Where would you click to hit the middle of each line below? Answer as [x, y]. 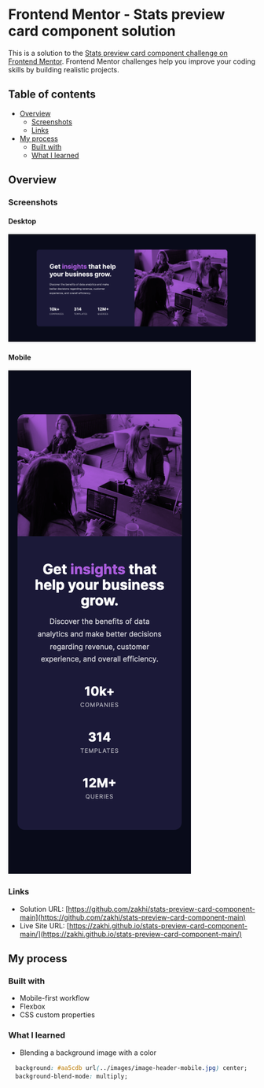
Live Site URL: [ [44, 925]
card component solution [92, 31]
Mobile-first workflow [55, 998]
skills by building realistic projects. [64, 69]
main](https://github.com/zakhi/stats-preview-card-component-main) [132, 917]
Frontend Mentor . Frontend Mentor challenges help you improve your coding [132, 61]
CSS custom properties [57, 1015]
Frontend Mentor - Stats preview [117, 15]
